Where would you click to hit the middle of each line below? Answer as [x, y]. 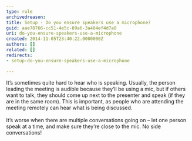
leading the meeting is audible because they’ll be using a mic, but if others [96, 89]
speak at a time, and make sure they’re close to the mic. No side [84, 126]
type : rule [19, 11]
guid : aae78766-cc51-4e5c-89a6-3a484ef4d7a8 [61, 28]
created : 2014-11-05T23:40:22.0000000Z [55, 39]
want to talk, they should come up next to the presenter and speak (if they [96, 95]
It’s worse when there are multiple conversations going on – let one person [96, 120]
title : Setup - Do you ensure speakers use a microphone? [78, 22]
